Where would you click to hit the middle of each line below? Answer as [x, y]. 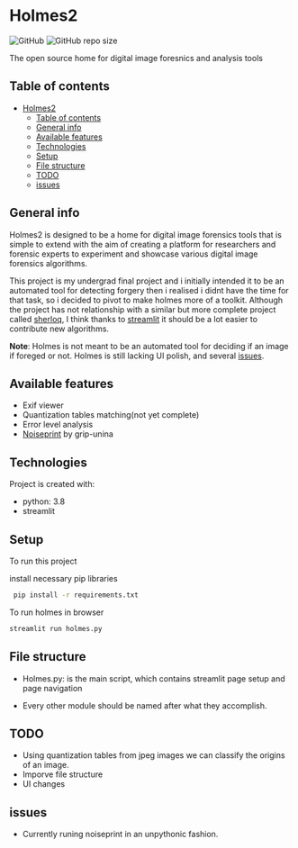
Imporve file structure [63, 774]
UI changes [44, 784]
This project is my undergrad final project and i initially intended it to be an [147, 281]
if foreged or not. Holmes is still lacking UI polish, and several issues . [137, 356]
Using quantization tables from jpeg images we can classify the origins [154, 755]
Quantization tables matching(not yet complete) [111, 415]
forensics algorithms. [49, 263]
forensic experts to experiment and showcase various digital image [134, 254]
